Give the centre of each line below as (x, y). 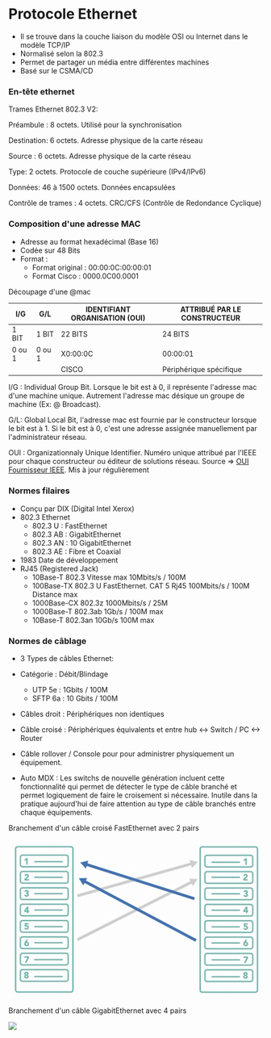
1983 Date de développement (69, 560)
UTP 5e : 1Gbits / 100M (70, 689)
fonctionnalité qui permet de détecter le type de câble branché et (129, 786)
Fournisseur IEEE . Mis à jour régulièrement (79, 470)
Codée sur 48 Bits (50, 250)
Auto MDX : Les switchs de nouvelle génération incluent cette (122, 778)
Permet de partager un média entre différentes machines (115, 62)
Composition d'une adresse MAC (75, 224)
